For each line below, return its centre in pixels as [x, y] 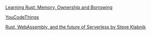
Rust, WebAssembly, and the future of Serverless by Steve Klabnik [76, 27]
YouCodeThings [22, 17]
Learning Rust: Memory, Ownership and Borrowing [59, 7]
